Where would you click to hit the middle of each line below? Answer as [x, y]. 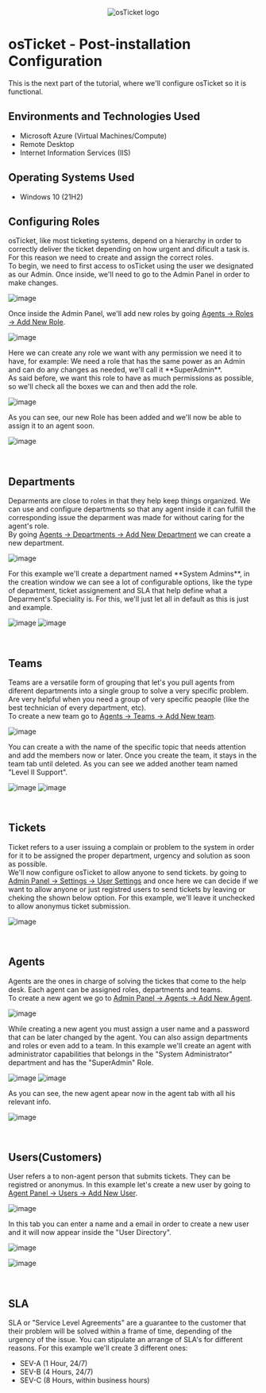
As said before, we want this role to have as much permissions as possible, [131, 378]
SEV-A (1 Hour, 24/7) [54, 1364]
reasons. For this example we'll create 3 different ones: [98, 1348]
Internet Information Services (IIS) [75, 152]
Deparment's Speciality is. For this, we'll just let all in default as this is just [129, 599]
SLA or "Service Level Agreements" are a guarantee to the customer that [127, 1323]
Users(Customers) [55, 1158]
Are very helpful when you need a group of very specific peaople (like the [129, 699]
